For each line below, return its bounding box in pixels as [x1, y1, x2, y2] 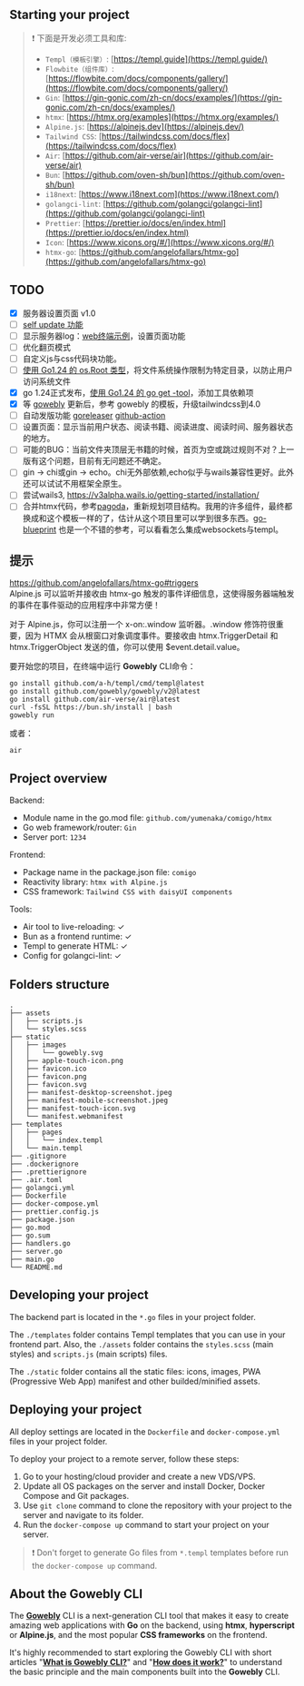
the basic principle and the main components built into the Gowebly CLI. [9, 1666, 280, 1678]
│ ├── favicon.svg [9, 1080, 88, 1089]
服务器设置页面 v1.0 [22, 308, 96, 319]
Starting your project [9, 7, 130, 23]
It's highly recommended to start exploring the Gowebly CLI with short [9, 1647, 272, 1658]
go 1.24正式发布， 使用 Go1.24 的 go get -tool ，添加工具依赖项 [22, 388, 254, 398]
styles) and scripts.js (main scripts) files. [9, 1348, 168, 1359]
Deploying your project [9, 1402, 142, 1417]
